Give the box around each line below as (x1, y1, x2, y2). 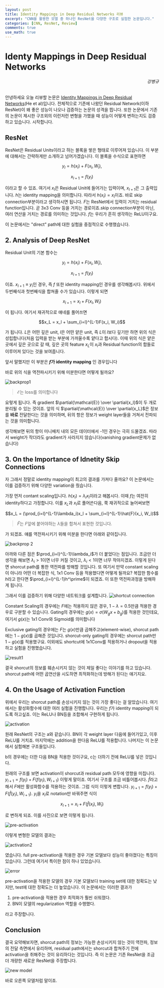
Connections (5, 463, 45, 471)
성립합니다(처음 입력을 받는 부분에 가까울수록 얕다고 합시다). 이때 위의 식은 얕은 (5, 335, 155, 341)
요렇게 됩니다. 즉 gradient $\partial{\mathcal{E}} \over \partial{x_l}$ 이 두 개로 (5, 400, 157, 405)
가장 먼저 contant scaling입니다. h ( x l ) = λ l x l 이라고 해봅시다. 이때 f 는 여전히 (5, 493, 149, 500)
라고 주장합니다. (5, 911, 36, 917)
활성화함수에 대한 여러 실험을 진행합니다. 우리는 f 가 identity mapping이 (18, 706, 154, 711)
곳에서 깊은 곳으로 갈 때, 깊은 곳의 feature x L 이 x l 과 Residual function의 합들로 (5, 341, 155, 349)
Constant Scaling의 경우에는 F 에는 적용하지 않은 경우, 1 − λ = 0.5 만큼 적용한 (5, 603, 152, 609)
